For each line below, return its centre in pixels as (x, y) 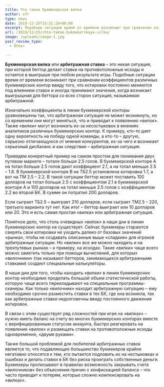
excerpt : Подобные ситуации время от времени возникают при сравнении (78, 28)
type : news (16, 19)
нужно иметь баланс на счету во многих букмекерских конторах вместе (82, 319)
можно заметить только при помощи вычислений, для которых (71, 253)
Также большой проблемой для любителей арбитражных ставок (73, 343)
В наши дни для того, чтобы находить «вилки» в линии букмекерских (78, 273)
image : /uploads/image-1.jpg (35, 37)
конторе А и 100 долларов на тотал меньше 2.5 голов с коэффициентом (80, 187)
